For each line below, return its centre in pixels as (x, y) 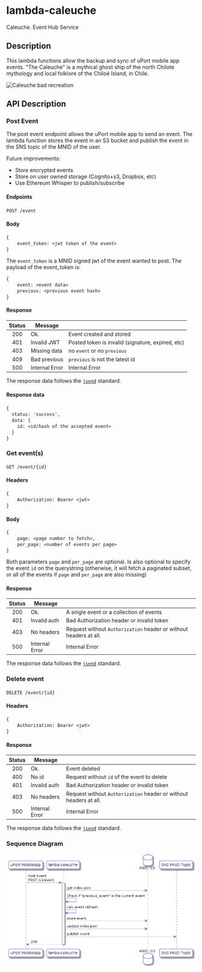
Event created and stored (99, 334)
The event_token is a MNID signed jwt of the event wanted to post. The (94, 261)
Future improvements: (33, 159)
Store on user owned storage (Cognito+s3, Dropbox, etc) (85, 177)
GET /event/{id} (26, 467)
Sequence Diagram (35, 844)
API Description (36, 104)
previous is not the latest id (102, 359)
